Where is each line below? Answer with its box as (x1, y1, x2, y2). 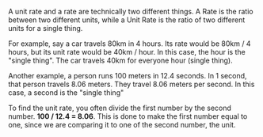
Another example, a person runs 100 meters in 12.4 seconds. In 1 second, (8, 71, 247, 80)
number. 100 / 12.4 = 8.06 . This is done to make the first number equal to (8, 112, 248, 121)
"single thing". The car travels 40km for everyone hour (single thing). (8, 55, 233, 65)
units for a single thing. (8, 24, 83, 32)
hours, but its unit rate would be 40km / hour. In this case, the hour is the (8, 48, 246, 56)
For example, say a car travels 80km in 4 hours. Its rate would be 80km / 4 (8, 39, 251, 48)
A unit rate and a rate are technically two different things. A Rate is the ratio (8, 7, 253, 16)
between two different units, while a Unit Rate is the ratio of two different (8, 15, 246, 25)
